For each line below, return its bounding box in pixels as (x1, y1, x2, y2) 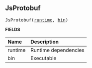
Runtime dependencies (30, 47, 85, 54)
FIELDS (5, 26, 20, 32)
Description (30, 38, 59, 45)
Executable (30, 55, 57, 62)
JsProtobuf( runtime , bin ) (5, 17, 69, 23)
